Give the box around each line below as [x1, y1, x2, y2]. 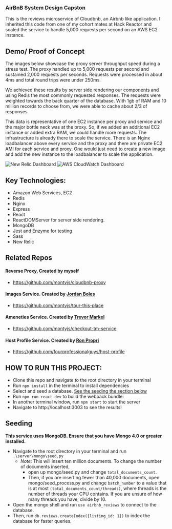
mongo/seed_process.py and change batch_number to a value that [28, 480, 167, 486]
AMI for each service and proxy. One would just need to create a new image [5, 146, 166, 152]
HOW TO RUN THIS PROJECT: [5, 363, 102, 372]
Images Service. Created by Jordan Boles [5, 291, 95, 297]
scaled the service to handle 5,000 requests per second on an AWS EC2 [5, 27, 158, 33]
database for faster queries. [12, 518, 72, 524]
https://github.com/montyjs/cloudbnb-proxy [12, 279, 106, 286]
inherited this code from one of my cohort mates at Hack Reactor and [5, 21, 152, 27]
